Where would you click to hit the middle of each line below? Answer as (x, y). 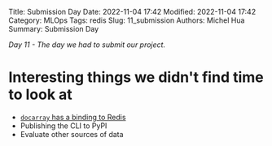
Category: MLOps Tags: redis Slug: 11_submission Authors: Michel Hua (127, 20)
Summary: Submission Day (54, 29)
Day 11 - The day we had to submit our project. (87, 45)
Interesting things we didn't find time (136, 77)
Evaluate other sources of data (72, 134)
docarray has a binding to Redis (73, 117)
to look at (41, 94)
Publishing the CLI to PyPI (64, 126)
